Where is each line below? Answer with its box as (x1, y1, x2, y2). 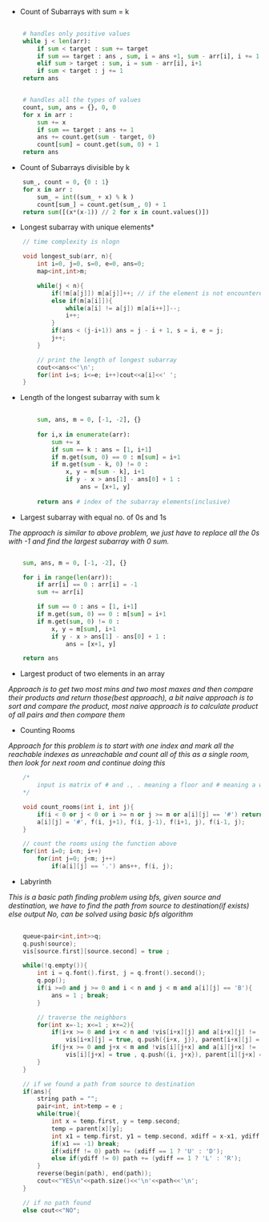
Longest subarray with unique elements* (19, 222, 155, 232)
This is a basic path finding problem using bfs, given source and (8, 892, 222, 901)
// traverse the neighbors (37, 1014, 127, 1022)
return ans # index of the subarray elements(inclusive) (37, 497, 231, 506)
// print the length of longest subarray (37, 356, 178, 364)
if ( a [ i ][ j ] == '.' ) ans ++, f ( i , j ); (50, 862, 174, 870)
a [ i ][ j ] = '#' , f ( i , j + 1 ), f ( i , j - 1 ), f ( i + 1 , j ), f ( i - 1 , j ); (37, 818, 246, 826)
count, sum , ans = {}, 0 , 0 (22, 103, 116, 111)
